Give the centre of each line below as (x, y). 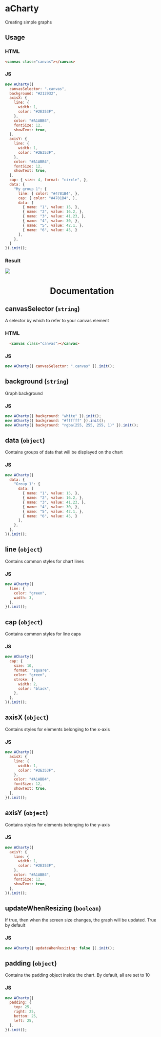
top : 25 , (23, 1007)
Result (13, 261)
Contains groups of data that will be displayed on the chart (64, 452)
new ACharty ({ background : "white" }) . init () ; (53, 416)
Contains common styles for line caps (43, 634)
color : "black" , (34, 688)
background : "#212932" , (33, 94)
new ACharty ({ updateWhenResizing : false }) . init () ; (60, 948)
